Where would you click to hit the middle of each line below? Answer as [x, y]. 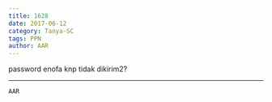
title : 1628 [28, 16]
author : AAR [28, 46]
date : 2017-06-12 [38, 23]
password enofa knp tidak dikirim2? [68, 69]
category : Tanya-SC [41, 31]
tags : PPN [25, 38]
